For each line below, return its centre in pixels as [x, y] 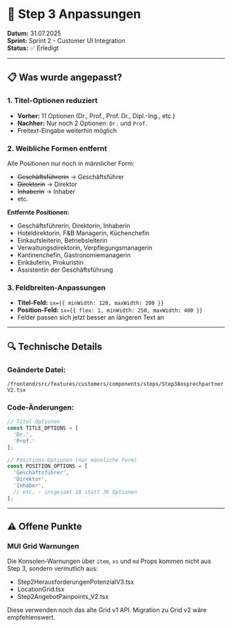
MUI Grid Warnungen [43, 546]
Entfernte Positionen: [38, 212]
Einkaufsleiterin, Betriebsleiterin [62, 240]
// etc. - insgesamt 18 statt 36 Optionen [75, 492]
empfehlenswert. [31, 618]
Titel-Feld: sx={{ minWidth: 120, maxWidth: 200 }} [90, 303]
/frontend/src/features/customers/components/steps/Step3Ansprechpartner [116, 384]
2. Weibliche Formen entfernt [57, 148]
